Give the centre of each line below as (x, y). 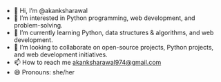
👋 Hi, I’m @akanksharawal (51, 11)
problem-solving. (38, 25)
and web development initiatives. (61, 54)
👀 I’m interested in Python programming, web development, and (104, 18)
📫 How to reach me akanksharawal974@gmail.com (87, 62)
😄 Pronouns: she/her (44, 72)
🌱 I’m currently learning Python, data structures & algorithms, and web (114, 32)
